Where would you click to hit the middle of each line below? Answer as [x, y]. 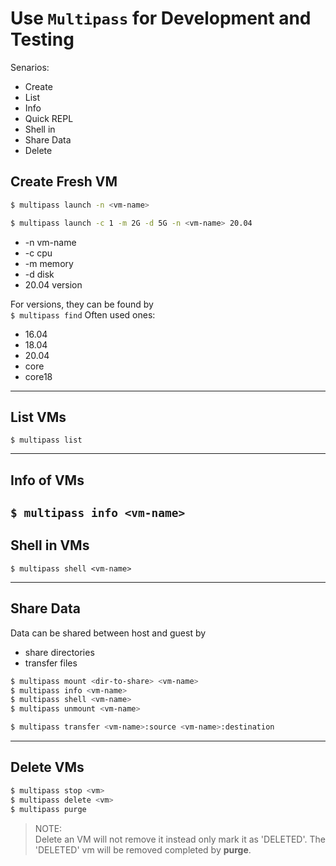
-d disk [39, 274]
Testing [42, 39]
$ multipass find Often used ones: [83, 314]
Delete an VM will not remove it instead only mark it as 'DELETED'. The [180, 839]
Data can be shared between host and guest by [108, 633]
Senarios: [30, 67]
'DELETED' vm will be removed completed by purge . [143, 849]
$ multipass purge [48, 809]
